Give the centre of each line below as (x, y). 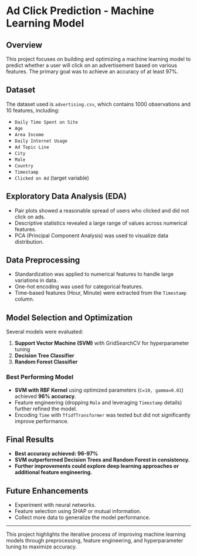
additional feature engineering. (53, 472)
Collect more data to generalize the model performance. (82, 517)
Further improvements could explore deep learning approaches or (96, 466)
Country (24, 166)
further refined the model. (46, 409)
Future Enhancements (47, 491)
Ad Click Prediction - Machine (80, 11)
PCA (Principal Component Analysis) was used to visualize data (91, 235)
